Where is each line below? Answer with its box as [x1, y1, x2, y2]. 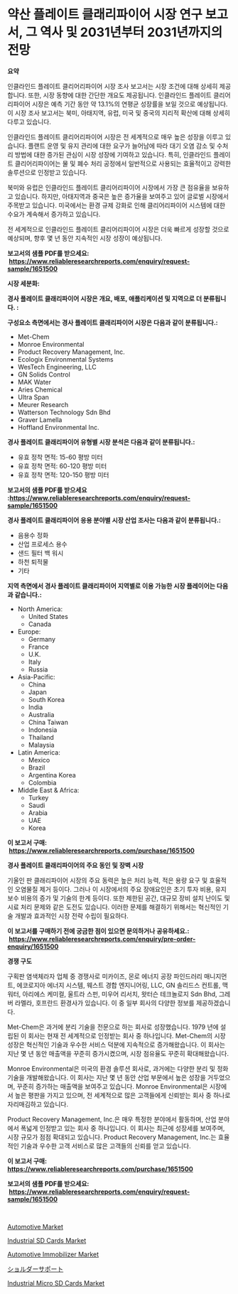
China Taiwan [28, 718, 69, 726]
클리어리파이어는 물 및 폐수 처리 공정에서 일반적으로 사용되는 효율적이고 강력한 [14, 159, 232, 168]
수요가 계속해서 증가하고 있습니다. [7, 210, 101, 218]
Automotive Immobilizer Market [7, 1250, 99, 1258]
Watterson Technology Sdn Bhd [17, 408, 112, 416]
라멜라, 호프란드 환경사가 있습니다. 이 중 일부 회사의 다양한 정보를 [14, 998, 195, 1007]
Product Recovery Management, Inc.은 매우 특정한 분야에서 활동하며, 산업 [7, 1115, 217, 1123]
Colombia [28, 778, 57, 787]
